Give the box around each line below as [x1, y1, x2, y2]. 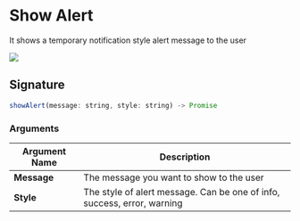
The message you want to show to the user [83, 171, 265, 184]
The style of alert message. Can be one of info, [83, 185, 280, 198]
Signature [9, 78, 65, 93]
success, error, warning [83, 197, 183, 209]
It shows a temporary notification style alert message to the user [9, 35, 247, 45]
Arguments [9, 122, 60, 135]
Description [159, 151, 211, 163]
